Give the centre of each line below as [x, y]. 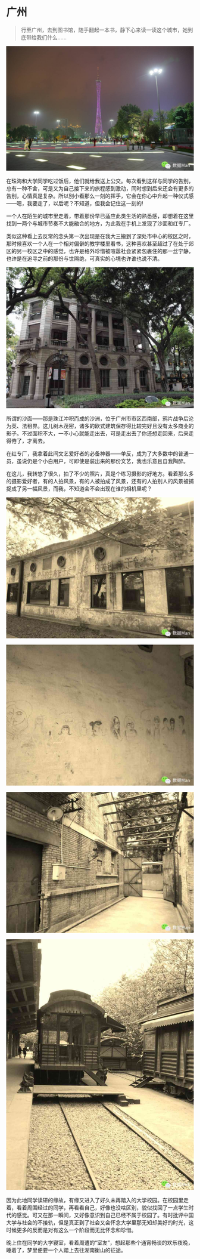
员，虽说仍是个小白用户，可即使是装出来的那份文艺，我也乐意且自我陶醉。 [97, 461]
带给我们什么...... [46, 37]
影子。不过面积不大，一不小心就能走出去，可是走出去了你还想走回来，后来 [97, 433]
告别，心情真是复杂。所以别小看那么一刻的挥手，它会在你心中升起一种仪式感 [100, 196]
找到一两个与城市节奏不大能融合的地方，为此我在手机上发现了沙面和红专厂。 [100, 223]
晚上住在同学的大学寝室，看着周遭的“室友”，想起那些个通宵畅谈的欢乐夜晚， [100, 1242]
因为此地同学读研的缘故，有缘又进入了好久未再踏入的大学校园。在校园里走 [97, 1200]
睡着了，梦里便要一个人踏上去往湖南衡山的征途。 [66, 1250]
